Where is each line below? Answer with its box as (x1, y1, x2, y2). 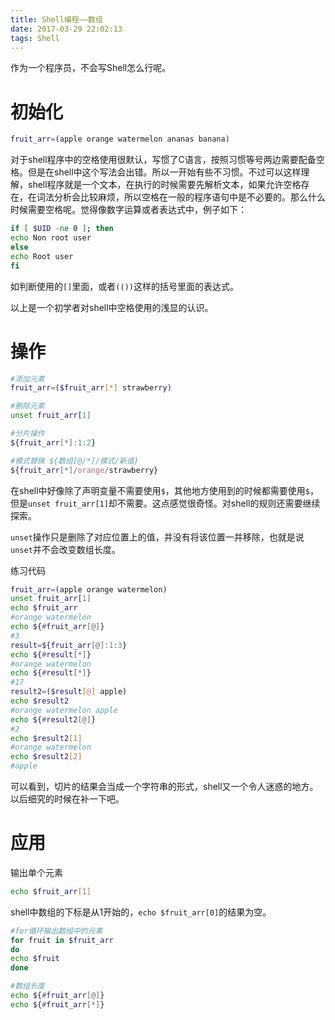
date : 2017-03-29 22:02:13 (10, 24, 123, 34)
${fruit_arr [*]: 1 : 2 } (10, 437, 97, 448)
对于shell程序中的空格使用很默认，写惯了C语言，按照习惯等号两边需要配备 (10, 154, 317, 166)
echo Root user (10, 251, 74, 261)
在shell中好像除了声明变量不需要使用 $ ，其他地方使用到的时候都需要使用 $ (10, 484, 310, 496)
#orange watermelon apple (10, 705, 118, 715)
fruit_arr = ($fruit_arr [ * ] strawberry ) (10, 383, 172, 393)
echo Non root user (10, 233, 92, 243)
